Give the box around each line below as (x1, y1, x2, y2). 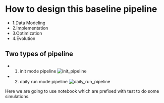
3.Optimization (12, 30, 42, 36)
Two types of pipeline (5, 50, 73, 58)
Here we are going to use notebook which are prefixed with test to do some (5, 88, 160, 94)
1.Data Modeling (12, 20, 46, 26)
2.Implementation (12, 25, 49, 31)
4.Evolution (12, 35, 36, 41)
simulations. (5, 93, 30, 99)
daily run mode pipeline (19, 78, 68, 84)
